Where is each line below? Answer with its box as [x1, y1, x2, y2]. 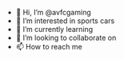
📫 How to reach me [15, 42, 82, 51]
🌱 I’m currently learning [15, 25, 94, 33]
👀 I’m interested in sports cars [15, 16, 115, 26]
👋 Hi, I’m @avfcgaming [15, 8, 91, 17]
